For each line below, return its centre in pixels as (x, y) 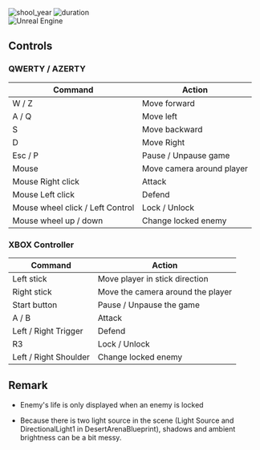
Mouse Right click (46, 181)
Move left (160, 116)
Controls (30, 46)
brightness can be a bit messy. (71, 437)
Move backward (172, 129)
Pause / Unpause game (186, 155)
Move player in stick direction (153, 278)
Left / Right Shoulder (51, 357)
